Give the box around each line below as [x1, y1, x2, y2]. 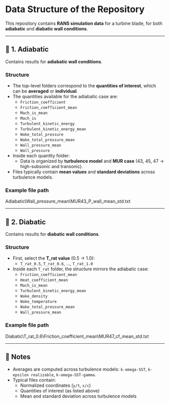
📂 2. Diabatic [5, 218, 46, 226]
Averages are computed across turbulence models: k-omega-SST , [12, 366, 147, 372]
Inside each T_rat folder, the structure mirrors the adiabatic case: [12, 266, 149, 272]
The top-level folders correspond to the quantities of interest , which [12, 83, 156, 89]
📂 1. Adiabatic [5, 45, 49, 54]
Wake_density [20, 294, 48, 299]
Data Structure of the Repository [5, 4, 145, 15]
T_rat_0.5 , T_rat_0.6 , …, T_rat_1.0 [20, 261, 93, 267]
